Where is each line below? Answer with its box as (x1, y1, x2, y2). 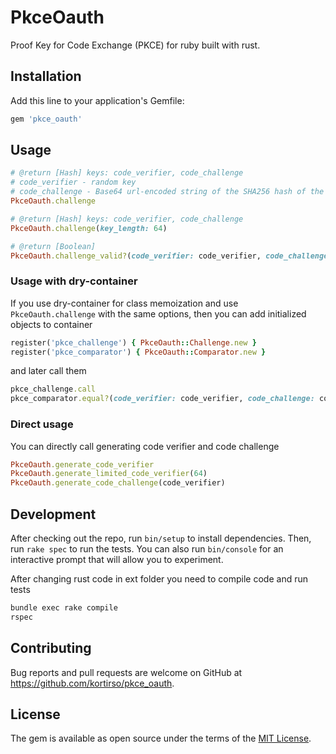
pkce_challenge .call (10, 384, 97, 395)
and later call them (10, 365, 87, 377)
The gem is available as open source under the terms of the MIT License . (10, 732, 312, 745)
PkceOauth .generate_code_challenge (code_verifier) (10, 478, 226, 488)
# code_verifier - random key (10, 177, 137, 188)
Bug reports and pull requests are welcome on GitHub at (10, 666, 243, 678)
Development (10, 506, 97, 523)
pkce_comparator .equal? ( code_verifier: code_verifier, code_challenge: (10, 394, 315, 404)
